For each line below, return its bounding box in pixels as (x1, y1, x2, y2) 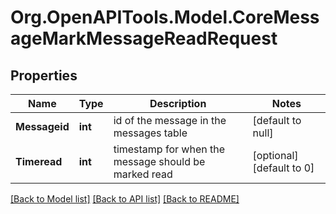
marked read (113, 167, 173, 181)
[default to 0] (252, 161, 315, 175)
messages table (113, 126, 188, 140)
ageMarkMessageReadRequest (10, 27, 278, 50)
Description (149, 97, 207, 110)
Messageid (15, 120, 70, 133)
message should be (113, 155, 206, 168)
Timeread (15, 155, 63, 168)
